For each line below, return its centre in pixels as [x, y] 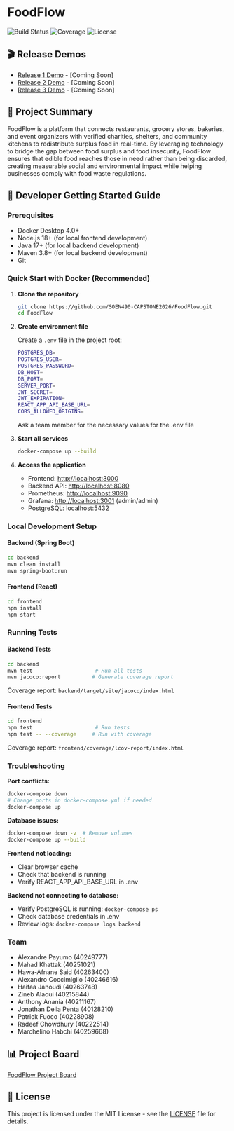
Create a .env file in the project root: [70, 340]
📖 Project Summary [50, 112]
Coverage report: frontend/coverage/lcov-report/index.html [96, 748]
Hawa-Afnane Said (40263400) [63, 972]
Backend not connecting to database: [63, 895]
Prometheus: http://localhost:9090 [78, 493]
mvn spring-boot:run [37, 571]
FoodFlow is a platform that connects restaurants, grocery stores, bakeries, [116, 129]
